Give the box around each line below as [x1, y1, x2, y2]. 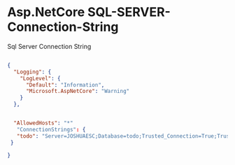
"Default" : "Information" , [25, 81, 105, 88]
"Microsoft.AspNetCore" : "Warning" [25, 88, 130, 95]
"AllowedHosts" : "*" [13, 120, 73, 127]
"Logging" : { [13, 68, 52, 76]
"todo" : [16, 132, 39, 140]
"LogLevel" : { [20, 75, 61, 82]
